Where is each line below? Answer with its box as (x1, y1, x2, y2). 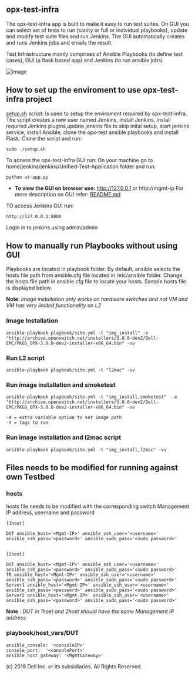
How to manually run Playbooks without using (6, 241, 178, 251)
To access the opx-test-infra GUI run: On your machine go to (6, 156, 153, 163)
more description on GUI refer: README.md (14, 190, 121, 198)
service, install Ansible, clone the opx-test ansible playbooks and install (6, 129, 179, 136)
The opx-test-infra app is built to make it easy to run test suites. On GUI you (6, 20, 189, 27)
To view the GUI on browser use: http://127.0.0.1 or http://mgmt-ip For (14, 185, 184, 192)
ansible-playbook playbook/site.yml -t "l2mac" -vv (6, 367, 135, 373)
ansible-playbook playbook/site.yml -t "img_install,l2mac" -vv (6, 447, 167, 453)
